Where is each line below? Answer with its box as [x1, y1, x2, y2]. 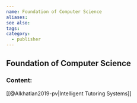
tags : [6, 25, 20, 32]
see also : [6, 20, 31, 26]
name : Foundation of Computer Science [6, 8, 102, 15]
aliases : [6, 14, 28, 20]
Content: [6, 76, 33, 85]
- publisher [11, 36, 42, 42]
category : [6, 31, 31, 37]
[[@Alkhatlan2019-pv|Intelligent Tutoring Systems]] [6, 90, 132, 97]
